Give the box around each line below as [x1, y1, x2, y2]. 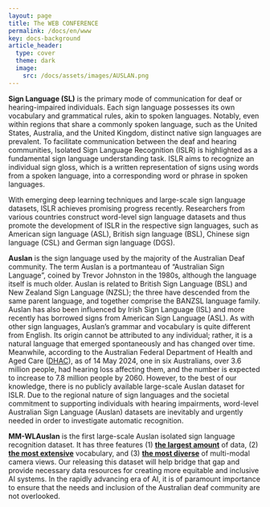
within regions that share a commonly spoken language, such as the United [8, 119, 258, 129]
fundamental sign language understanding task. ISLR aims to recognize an [8, 154, 255, 163]
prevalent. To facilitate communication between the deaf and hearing [8, 136, 237, 146]
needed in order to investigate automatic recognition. [8, 415, 184, 425]
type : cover [15, 49, 56, 57]
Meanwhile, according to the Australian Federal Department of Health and [8, 347, 253, 357]
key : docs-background [8, 34, 81, 43]
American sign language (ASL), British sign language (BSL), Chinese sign [8, 229, 251, 238]
